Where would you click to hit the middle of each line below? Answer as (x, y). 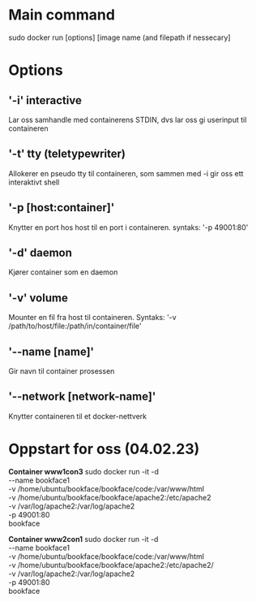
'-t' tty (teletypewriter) (67, 154)
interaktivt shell (34, 182)
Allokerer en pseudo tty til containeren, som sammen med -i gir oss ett (126, 173)
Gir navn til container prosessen (62, 371)
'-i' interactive (45, 100)
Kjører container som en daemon (63, 272)
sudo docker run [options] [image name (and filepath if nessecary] (119, 37)
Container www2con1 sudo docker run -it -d (83, 539)
